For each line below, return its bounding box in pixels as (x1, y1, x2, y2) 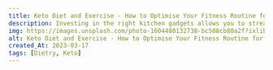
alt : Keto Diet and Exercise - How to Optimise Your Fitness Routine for (8, 34, 264, 43)
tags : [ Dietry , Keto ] (8, 49, 82, 57)
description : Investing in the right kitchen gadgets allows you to (8, 19, 245, 27)
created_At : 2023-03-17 (8, 42, 89, 50)
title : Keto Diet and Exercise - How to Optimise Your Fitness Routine (8, 11, 256, 20)
